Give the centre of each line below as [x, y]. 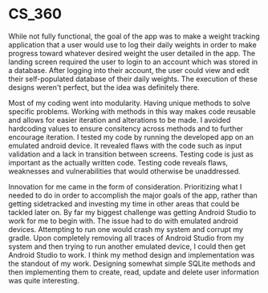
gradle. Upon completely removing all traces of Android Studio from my [126, 238]
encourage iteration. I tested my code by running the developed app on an [131, 136]
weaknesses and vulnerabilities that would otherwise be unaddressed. [124, 171]
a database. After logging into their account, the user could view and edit [129, 70]
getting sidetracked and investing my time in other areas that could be [124, 203]
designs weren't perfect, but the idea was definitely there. [104, 87]
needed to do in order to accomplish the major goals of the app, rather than [133, 195]
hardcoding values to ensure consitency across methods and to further [126, 128]
